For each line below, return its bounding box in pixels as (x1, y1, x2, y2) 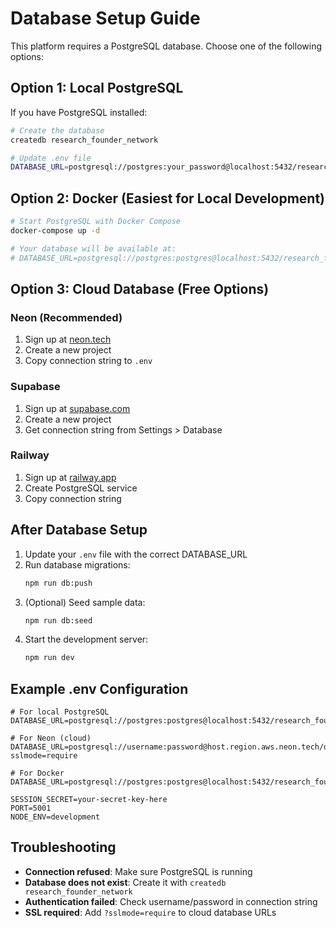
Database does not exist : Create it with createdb (24, 876, 227, 888)
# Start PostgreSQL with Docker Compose (10, 217, 182, 227)
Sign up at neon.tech (24, 333, 112, 346)
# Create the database (10, 125, 105, 136)
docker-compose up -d (10, 225, 101, 236)
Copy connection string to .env (24, 355, 153, 367)
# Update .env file (10, 153, 92, 163)
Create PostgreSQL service (24, 482, 138, 494)
